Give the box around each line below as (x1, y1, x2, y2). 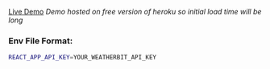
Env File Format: (8, 35, 73, 47)
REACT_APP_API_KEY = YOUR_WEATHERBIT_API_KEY (8, 54, 157, 62)
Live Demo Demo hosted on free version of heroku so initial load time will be (8, 7, 262, 16)
